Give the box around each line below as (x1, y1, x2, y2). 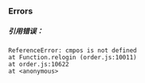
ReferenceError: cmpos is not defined (8, 46, 137, 55)
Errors (8, 6, 33, 17)
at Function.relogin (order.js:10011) (8, 53, 137, 61)
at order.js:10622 (8, 60, 69, 68)
